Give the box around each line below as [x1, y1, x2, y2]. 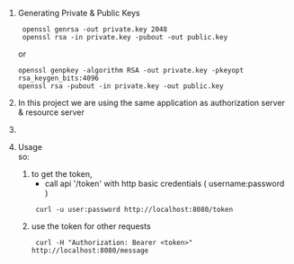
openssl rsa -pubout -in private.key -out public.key [17, 82, 224, 91]
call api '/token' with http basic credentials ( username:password [44, 179, 285, 189]
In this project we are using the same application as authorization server [17, 98, 286, 108]
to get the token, [31, 169, 93, 179]
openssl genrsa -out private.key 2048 [22, 25, 168, 34]
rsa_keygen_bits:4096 [17, 74, 99, 83]
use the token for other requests [31, 221, 151, 232]
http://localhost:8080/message [31, 246, 149, 255]
